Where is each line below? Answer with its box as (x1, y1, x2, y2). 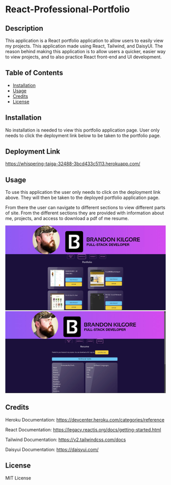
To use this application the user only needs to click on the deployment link (5, 189, 161, 195)
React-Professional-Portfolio (5, 4, 130, 15)
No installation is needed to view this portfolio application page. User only (5, 127, 160, 133)
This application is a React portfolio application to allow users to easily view (5, 37, 164, 43)
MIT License (5, 475, 32, 481)
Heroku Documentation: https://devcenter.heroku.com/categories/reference (5, 416, 164, 423)
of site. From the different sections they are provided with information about (5, 210, 164, 216)
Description (5, 24, 43, 33)
